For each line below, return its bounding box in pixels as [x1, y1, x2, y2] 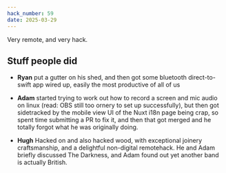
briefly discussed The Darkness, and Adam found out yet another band [17, 151, 219, 159]
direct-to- [188, 73, 216, 82]
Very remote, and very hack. [7, 35, 88, 43]
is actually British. [17, 159, 68, 167]
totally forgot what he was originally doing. [17, 123, 138, 131]
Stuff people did [7, 55, 78, 67]
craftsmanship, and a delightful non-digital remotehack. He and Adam [17, 143, 216, 152]
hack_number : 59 [7, 10, 54, 17]
